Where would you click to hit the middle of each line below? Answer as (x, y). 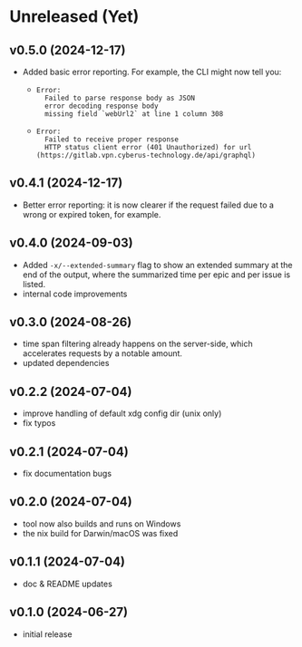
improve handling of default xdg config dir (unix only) (122, 413)
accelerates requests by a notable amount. (102, 353)
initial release (47, 634)
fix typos (39, 423)
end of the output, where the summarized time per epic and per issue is (156, 275)
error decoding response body (101, 106)
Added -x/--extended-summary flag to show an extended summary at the (157, 265)
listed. (34, 284)
